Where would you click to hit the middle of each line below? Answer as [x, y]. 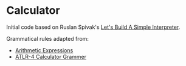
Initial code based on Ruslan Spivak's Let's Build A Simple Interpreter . [93, 27]
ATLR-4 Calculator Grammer [51, 56]
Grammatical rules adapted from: [48, 38]
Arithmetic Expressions [44, 50]
